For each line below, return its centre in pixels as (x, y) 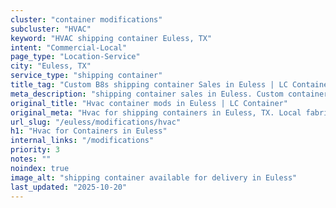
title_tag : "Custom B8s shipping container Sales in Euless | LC (149, 85)
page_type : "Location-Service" (75, 57)
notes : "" (31, 159)
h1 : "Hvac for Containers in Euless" (89, 131)
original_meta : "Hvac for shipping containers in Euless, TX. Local (156, 112)
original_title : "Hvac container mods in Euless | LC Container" (149, 103)
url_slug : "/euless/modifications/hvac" (96, 122)
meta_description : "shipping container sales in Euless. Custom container (169, 94)
